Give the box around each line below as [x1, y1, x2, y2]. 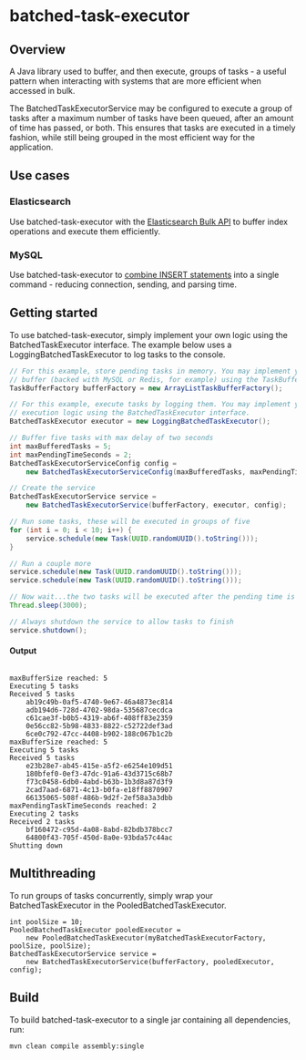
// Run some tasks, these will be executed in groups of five [9, 517, 250, 527]
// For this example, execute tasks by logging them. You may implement [9, 400, 291, 409]
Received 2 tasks [9, 817, 76, 826]
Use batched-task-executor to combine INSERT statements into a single [9, 269, 280, 280]
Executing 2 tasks [9, 808, 79, 818]
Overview [9, 42, 66, 57]
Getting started [9, 305, 98, 321]
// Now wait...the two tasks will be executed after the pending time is [9, 592, 296, 602]
